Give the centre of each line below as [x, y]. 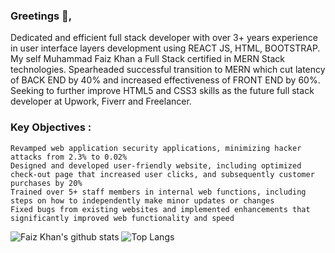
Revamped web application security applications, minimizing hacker [156, 148]
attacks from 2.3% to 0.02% [69, 157]
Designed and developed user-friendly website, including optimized [156, 165]
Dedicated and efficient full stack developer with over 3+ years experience [164, 38]
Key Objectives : [51, 127]
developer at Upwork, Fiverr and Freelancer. [101, 101]
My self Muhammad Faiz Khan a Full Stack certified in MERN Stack [148, 59]
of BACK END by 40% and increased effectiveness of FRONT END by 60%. [165, 80]
